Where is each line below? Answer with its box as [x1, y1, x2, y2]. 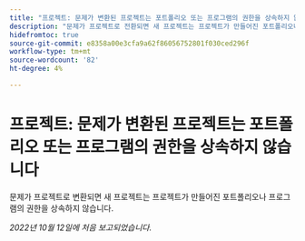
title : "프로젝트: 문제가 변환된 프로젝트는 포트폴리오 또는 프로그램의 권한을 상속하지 [9, 13, 290, 23]
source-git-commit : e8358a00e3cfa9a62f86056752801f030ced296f [9, 38, 250, 48]
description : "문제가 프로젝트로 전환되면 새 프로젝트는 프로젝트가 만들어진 [9, 22, 259, 31]
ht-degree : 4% [9, 65, 64, 74]
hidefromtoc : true [9, 30, 79, 39]
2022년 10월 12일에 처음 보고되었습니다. [9, 222, 152, 233]
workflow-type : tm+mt [9, 47, 92, 56]
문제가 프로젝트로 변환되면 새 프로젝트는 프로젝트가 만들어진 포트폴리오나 [9, 191, 267, 202]
